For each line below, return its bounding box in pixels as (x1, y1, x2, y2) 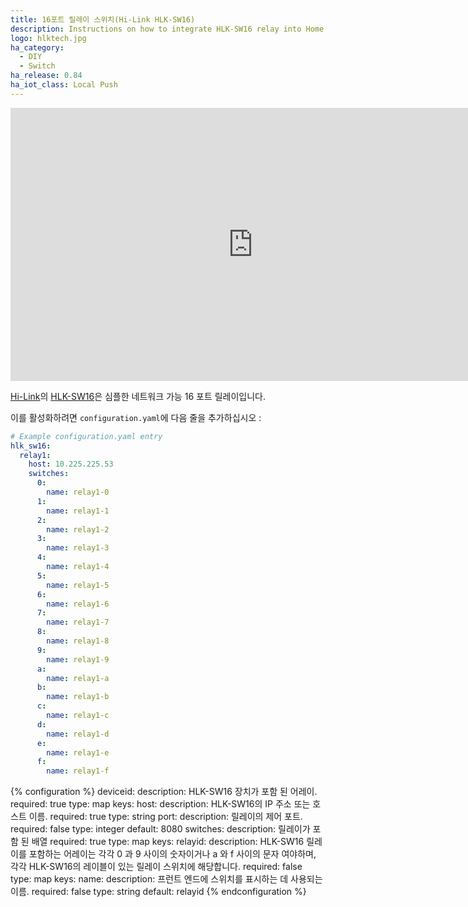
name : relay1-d (46, 729, 110, 739)
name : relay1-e (46, 747, 110, 758)
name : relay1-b (46, 692, 110, 702)
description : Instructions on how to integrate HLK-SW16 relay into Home (10, 24, 325, 34)
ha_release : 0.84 (10, 71, 83, 81)
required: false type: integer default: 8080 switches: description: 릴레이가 (10, 823, 311, 835)
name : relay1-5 (46, 580, 110, 590)
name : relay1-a (46, 673, 110, 683)
